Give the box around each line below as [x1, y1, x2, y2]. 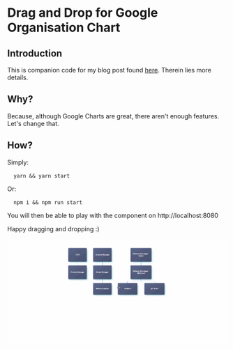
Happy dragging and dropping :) [7, 224, 100, 233]
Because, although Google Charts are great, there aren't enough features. [7, 111, 220, 120]
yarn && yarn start [13, 172, 70, 179]
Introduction [7, 47, 63, 59]
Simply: [7, 158, 29, 166]
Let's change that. [7, 119, 59, 127]
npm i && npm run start [13, 199, 82, 206]
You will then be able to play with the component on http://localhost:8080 [7, 211, 218, 219]
